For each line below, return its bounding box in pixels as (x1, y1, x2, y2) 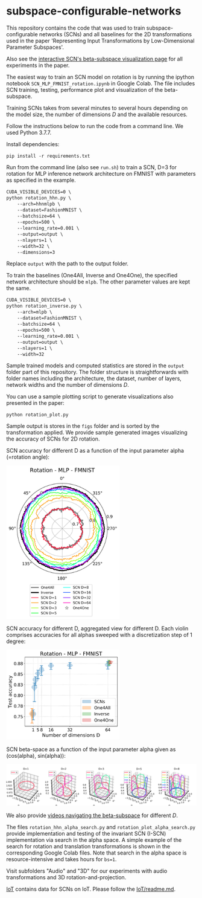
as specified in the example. (6, 176, 77, 184)
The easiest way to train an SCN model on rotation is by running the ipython (6, 73, 195, 80)
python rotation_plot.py (6, 412, 69, 418)
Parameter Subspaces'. (6, 44, 65, 51)
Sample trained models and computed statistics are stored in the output (6, 361, 185, 369)
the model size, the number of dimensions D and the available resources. (6, 111, 188, 118)
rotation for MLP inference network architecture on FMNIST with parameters (6, 170, 196, 177)
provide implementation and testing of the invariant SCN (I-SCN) (6, 830, 166, 837)
